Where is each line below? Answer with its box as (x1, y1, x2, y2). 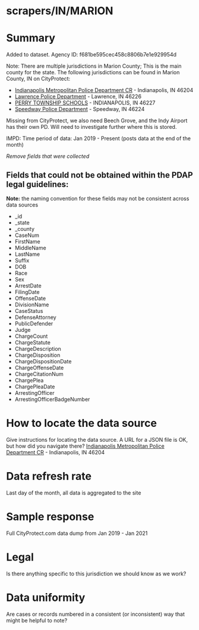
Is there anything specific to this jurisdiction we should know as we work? (6, 570, 187, 577)
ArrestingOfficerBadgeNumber (14, 395, 90, 403)
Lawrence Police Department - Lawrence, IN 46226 (14, 93, 141, 100)
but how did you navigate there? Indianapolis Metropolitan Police (6, 442, 165, 449)
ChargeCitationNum (14, 370, 64, 378)
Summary (6, 31, 55, 45)
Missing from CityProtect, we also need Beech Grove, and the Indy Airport (6, 117, 188, 124)
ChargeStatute (14, 338, 50, 346)
